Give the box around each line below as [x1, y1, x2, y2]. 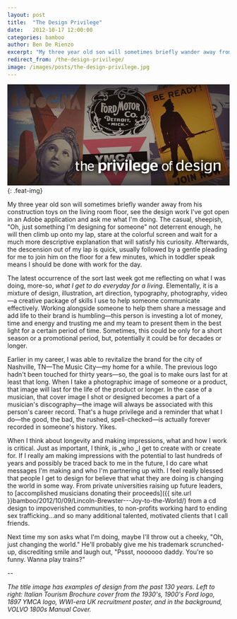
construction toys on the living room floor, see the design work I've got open [7, 208, 229, 216]
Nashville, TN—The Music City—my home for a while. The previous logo [7, 362, 217, 371]
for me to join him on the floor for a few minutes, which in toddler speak [7, 253, 215, 261]
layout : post [7, 11, 46, 18]
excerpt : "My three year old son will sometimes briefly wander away [7, 49, 217, 56]
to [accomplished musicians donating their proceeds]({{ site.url [7, 489, 192, 497]
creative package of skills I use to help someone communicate [18, 297, 200, 305]
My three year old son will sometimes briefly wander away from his [7, 200, 202, 208]
